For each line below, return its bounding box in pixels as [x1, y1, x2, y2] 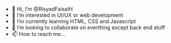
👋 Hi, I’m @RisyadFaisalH [11, 6, 73, 12]
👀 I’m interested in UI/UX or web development [11, 12, 124, 19]
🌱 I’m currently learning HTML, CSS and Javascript [11, 18, 136, 24]
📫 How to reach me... [11, 31, 66, 37]
